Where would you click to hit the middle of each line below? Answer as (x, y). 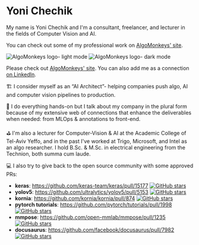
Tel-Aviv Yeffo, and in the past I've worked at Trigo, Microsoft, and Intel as (97, 141)
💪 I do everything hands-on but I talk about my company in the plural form (97, 106)
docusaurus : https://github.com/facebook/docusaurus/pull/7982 (94, 230)
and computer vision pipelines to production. (61, 95)
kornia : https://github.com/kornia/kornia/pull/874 (75, 198)
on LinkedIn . (21, 74)
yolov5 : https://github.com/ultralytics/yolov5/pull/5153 (81, 192)
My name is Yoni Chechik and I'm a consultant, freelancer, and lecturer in (96, 27)
